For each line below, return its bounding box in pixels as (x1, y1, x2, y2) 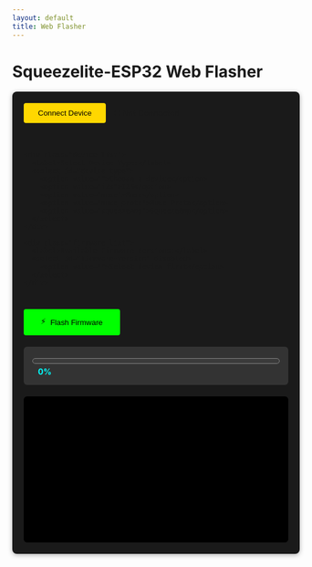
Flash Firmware (49, 317, 103, 327)
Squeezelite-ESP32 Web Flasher (12, 61, 264, 82)
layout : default (12, 13, 74, 23)
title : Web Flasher (12, 22, 87, 31)
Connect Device (37, 109, 92, 119)
